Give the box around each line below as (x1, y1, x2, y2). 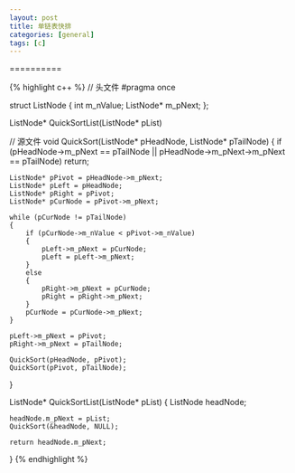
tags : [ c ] (9, 38, 47, 48)
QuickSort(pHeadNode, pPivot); (9, 355, 127, 364)
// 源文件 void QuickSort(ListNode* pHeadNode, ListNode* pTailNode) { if (9, 137, 282, 147)
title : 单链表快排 (9, 22, 72, 31)
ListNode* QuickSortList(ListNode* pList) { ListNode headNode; (9, 397, 247, 408)
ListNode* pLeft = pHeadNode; (9, 182, 124, 191)
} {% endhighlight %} (9, 454, 88, 465)
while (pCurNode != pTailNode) (9, 213, 127, 222)
